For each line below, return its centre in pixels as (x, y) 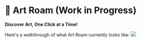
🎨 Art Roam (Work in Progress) (71, 10)
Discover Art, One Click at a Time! (41, 24)
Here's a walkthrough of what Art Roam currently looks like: (67, 34)
